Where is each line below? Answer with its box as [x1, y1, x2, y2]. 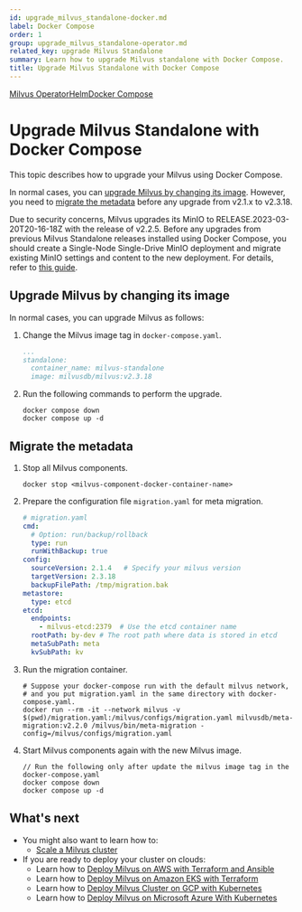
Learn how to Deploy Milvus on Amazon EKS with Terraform [35, 873, 259, 884]
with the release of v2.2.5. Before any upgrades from [64, 223, 261, 234]
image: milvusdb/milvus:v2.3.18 [31, 372, 152, 381]
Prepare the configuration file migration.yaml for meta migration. [22, 495, 263, 506]
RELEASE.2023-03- [215, 213, 290, 224]
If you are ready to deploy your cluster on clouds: [22, 853, 206, 864]
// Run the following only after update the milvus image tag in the [22, 762, 290, 771]
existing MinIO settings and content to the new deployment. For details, [9, 252, 274, 263]
